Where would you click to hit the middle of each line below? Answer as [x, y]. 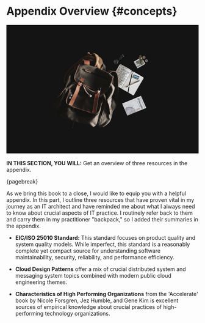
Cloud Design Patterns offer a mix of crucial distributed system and [100, 269]
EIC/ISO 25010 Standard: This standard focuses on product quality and [105, 237]
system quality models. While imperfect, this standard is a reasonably [103, 244]
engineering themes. [41, 282]
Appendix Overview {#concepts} [92, 11]
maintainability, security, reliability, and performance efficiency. [95, 257]
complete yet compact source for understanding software [88, 251]
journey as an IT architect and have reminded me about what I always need [101, 206]
